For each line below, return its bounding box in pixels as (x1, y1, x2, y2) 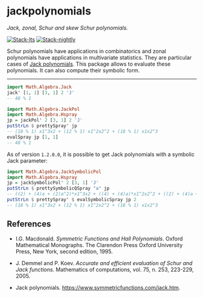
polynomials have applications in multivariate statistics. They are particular (7, 54, 192, 61)
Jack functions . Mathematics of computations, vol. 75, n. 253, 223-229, (15, 266, 194, 273)
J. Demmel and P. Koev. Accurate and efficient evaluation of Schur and (15, 259, 193, 266)
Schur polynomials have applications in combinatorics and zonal (7, 47, 166, 55)
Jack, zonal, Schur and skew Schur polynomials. (7, 24, 128, 31)
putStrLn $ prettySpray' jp (7, 123, 78, 129)
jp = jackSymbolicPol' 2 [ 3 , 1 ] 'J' (7, 180, 99, 186)
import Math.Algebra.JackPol (7, 106, 80, 112)
